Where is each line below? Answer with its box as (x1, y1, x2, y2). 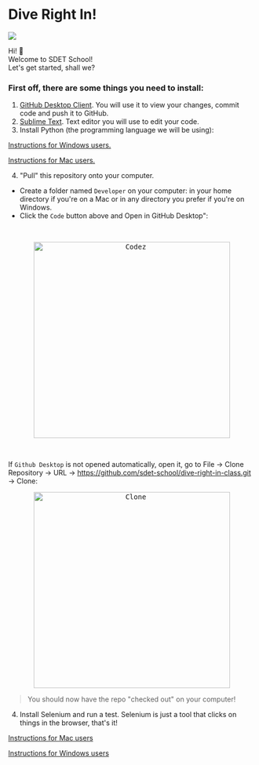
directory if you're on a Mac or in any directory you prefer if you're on (19, 195, 245, 204)
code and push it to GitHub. (19, 108, 109, 118)
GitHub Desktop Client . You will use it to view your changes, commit (19, 100, 239, 110)
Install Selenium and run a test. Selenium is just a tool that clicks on (19, 710, 237, 719)
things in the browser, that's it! (19, 718, 118, 727)
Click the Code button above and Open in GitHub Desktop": (19, 211, 209, 220)
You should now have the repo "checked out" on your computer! (27, 694, 236, 704)
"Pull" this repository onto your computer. (19, 171, 155, 180)
